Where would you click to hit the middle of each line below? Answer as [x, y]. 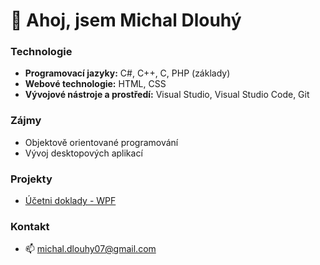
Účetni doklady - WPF [70, 201]
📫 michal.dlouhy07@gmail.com [90, 249]
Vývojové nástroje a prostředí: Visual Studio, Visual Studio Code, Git [167, 95]
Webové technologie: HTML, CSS [95, 84]
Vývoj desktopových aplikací [83, 153]
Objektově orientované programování [101, 142]
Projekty [31, 179]
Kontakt [30, 226]
